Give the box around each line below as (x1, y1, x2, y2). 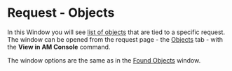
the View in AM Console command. (7, 42, 111, 51)
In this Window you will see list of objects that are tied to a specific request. (7, 28, 226, 36)
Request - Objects (7, 5, 115, 21)
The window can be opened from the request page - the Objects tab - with (7, 35, 223, 43)
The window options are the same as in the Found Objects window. (7, 56, 201, 64)
